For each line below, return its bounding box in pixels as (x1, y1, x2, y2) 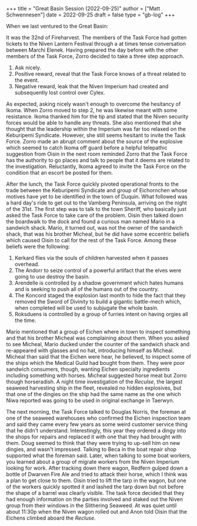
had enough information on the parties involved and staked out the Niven (6, 496, 183, 502)
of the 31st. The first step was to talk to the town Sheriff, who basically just (6, 206, 187, 212)
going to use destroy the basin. (14, 273, 90, 280)
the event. (14, 76, 39, 83)
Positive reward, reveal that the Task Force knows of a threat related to (14, 71, 186, 77)
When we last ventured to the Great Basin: (6, 23, 109, 29)
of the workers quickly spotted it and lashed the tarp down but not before (6, 483, 184, 490)
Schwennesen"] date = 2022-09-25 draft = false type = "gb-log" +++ (6, 11, 175, 18)
